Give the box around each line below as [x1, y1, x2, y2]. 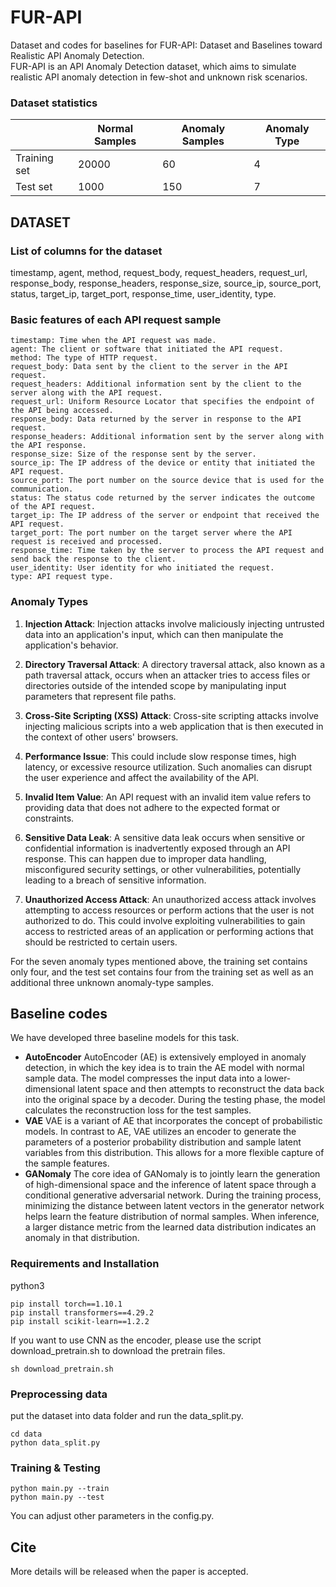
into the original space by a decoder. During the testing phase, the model [24, 1094, 326, 1106]
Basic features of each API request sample [10, 312, 222, 326]
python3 [10, 1279, 45, 1291]
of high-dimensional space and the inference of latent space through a [24, 1179, 317, 1191]
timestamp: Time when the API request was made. [10, 336, 217, 346]
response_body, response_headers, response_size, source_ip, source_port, [10, 277, 322, 289]
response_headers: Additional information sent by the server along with [10, 432, 325, 442]
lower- [264, 1072, 292, 1085]
